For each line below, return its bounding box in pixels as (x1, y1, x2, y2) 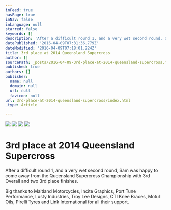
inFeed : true (5, 7, 33, 13)
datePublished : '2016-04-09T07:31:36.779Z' (5, 41, 99, 46)
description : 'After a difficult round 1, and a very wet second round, (5, 36, 163, 41)
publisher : (5, 74, 28, 79)
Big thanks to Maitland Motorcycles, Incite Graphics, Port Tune (5, 188, 136, 194)
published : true (5, 64, 40, 69)
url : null (10, 88, 31, 94)
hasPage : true (5, 12, 36, 17)
